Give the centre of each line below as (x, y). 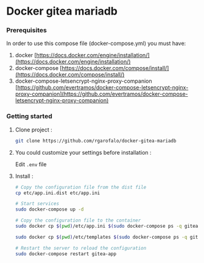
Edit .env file (31, 164)
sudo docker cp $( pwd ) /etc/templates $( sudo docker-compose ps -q (101, 237)
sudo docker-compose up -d (49, 209)
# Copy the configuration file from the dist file (81, 187)
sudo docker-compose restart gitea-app (66, 254)
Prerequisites (26, 30)
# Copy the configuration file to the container (78, 220)
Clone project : (34, 130)
